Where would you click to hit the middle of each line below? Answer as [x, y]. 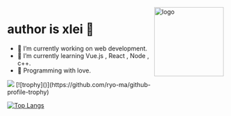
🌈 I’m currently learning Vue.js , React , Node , [83, 55]
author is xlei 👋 [51, 29]
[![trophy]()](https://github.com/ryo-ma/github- [83, 84]
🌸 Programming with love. [54, 70]
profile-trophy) [28, 92]
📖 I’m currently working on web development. [82, 48]
